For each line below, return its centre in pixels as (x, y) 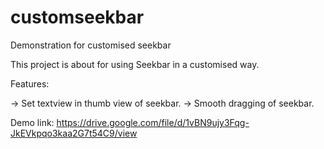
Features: (30, 83)
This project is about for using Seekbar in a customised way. (135, 64)
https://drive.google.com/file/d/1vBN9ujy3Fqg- (153, 122)
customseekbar (77, 17)
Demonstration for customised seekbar (91, 45)
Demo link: (32, 122)
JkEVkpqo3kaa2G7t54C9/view (74, 133)
